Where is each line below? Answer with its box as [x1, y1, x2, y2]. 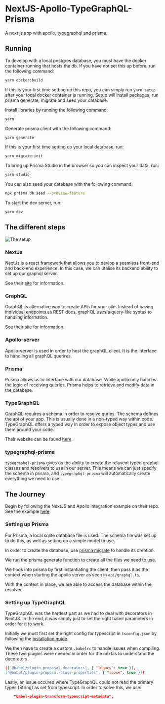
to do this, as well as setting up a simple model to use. [5, 537, 115, 544]
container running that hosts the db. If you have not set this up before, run [5, 63, 156, 69]
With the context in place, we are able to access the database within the [5, 581, 152, 587]
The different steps [5, 223, 66, 231]
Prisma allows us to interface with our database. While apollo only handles [5, 376, 157, 382]
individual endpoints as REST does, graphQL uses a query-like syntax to [5, 309, 152, 315]
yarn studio [5, 172, 30, 177]
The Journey [5, 490, 45, 498]
